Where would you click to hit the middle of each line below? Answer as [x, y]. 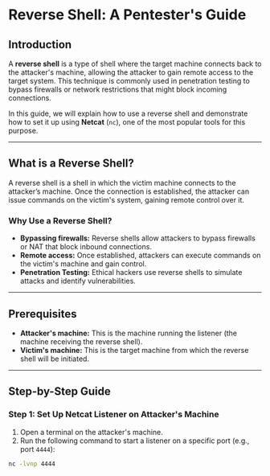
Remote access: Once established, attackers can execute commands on [140, 256]
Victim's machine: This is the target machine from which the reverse [134, 350]
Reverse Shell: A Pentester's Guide [127, 15]
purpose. [23, 131]
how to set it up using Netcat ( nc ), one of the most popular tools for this [127, 122]
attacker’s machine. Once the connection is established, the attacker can [129, 191]
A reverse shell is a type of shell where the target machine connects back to [135, 64]
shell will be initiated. [55, 359]
